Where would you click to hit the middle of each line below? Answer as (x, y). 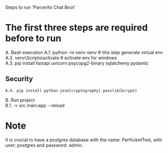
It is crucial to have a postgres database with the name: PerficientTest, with (84, 140)
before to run (33, 39)
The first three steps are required (77, 28)
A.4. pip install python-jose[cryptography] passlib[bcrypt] (71, 90)
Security (19, 79)
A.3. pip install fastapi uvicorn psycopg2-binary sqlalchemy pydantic (77, 63)
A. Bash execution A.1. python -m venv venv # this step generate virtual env (84, 52)
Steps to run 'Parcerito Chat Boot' (41, 7)
